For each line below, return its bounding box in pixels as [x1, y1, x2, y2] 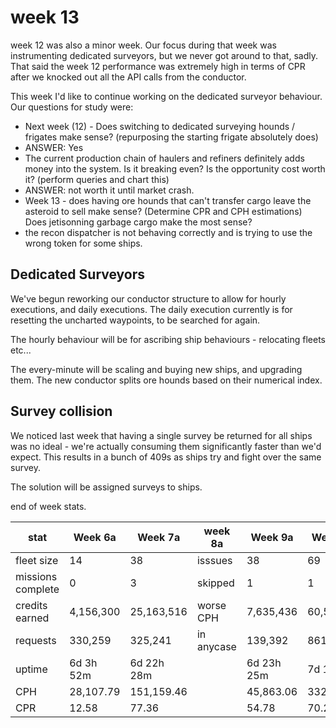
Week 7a [137, 530, 181, 544]
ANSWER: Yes [24, 141, 84, 153]
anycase [196, 639, 237, 653]
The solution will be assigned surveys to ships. [10, 481, 203, 493]
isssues [196, 553, 233, 567]
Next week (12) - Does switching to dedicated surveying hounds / [24, 120, 296, 132]
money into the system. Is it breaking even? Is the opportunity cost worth [24, 162, 326, 175]
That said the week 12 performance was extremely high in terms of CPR [10, 60, 306, 72]
